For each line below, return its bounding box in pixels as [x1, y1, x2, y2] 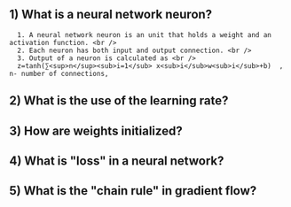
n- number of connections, [9, 69, 109, 78]
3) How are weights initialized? [9, 123, 184, 138]
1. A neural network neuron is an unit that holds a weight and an [17, 30, 272, 39]
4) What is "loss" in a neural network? [9, 153, 224, 168]
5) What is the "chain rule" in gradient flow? [9, 183, 257, 198]
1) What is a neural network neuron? [9, 7, 213, 22]
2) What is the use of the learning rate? [9, 93, 229, 109]
